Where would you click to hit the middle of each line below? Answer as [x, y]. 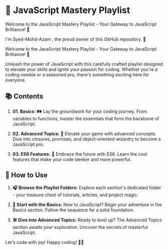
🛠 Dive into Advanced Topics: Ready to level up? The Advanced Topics [87, 220]
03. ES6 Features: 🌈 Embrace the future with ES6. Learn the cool [80, 154]
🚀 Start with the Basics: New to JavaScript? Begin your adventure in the [87, 204]
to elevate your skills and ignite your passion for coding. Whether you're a [81, 69]
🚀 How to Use [26, 175]
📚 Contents [24, 97]
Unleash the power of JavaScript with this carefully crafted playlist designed [84, 64]
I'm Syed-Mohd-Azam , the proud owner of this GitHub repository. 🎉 [76, 39]
